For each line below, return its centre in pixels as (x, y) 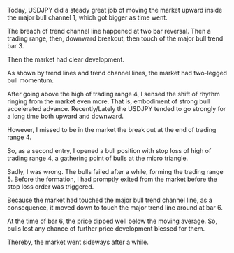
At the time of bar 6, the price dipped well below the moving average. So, (112, 221)
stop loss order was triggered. (51, 187)
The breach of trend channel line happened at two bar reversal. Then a (109, 31)
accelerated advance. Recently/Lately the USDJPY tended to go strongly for (117, 109)
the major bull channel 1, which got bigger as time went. (87, 17)
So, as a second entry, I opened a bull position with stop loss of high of (109, 151)
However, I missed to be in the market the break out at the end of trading (112, 130)
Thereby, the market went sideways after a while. (78, 242)
